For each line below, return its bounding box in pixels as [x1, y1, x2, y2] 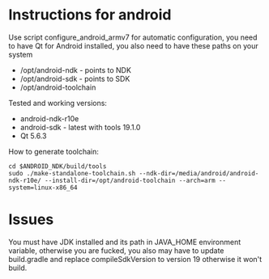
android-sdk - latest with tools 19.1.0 [19, 122, 141, 132]
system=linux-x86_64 [8, 184, 79, 192]
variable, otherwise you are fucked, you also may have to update [8, 245, 224, 256]
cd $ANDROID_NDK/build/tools [8, 162, 107, 171]
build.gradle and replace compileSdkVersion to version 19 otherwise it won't [8, 254, 263, 264]
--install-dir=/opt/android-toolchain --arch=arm [44, 176, 216, 184]
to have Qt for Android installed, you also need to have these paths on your [8, 40, 258, 50]
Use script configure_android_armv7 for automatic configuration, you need [8, 32, 258, 42]
